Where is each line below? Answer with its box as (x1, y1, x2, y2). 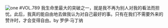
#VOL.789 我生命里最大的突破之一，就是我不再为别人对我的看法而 (19, 5, 155, 10)
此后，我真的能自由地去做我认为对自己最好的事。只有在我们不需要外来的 (14, 11, 163, 17)
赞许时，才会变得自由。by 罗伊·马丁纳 (5, 17, 84, 23)
